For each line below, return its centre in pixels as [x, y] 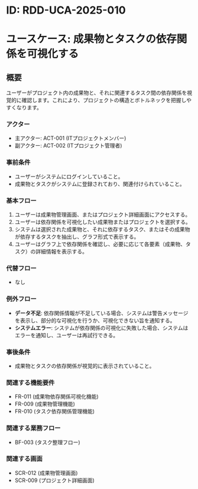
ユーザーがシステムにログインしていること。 [69, 176]
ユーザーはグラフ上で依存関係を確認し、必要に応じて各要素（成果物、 [100, 244]
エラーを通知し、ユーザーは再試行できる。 [66, 335]
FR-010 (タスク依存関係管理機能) [55, 412]
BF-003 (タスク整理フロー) [48, 442]
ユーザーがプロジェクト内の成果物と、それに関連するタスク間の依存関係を [97, 93]
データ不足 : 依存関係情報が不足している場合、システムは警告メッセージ [101, 313]
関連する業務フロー [33, 428]
